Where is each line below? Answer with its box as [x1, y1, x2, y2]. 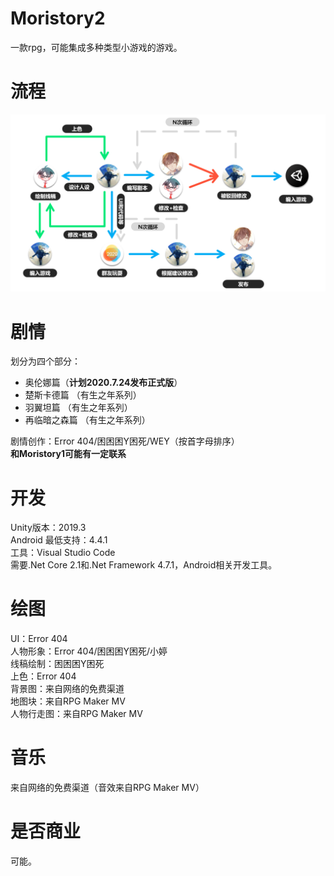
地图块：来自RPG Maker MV [10, 695, 126, 707]
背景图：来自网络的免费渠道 [10, 683, 125, 695]
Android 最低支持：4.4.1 [10, 534, 108, 546]
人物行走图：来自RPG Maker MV [10, 708, 143, 720]
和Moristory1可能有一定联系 [10, 448, 127, 460]
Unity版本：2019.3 [10, 522, 87, 534]
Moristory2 [10, 7, 106, 30]
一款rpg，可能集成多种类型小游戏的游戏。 [10, 41, 183, 53]
